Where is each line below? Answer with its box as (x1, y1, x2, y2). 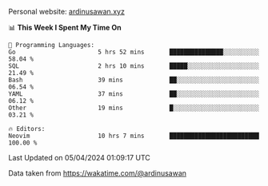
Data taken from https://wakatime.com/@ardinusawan (8, 168, 186, 178)
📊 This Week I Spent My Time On (8, 23, 122, 32)
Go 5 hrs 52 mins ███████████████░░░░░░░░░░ (8, 48, 260, 56)
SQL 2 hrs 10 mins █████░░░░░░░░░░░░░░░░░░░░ (8, 62, 260, 70)
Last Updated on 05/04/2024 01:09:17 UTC (8, 153, 150, 162)
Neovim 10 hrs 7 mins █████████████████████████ (8, 132, 260, 140)
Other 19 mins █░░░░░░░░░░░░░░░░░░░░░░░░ (8, 104, 260, 112)
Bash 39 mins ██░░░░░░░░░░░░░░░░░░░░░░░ (8, 76, 260, 84)
